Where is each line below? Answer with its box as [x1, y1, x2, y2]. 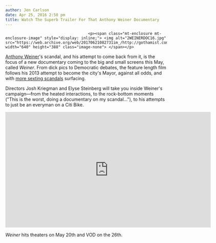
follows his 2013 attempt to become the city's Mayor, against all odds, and [5, 70, 162, 76]
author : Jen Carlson [5, 7, 50, 13]
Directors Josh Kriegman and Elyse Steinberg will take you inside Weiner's [5, 85, 163, 91]
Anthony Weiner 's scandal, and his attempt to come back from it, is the [5, 53, 155, 60]
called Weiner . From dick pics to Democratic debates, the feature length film [5, 65, 167, 71]
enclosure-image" [5, 35, 43, 41]
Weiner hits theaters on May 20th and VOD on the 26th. [5, 232, 123, 238]
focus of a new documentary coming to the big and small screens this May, [5, 59, 164, 65]
